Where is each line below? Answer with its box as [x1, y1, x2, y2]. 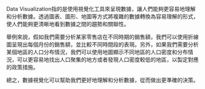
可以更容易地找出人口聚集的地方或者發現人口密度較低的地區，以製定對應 [16, 56, 199, 63]
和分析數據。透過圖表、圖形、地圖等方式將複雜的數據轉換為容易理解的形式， [6, 13, 199, 20]
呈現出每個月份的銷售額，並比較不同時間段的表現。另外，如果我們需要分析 [11, 41, 199, 48]
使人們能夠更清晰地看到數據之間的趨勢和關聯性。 [6, 21, 129, 27]
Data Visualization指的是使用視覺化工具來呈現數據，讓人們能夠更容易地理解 [6, 5, 196, 12]
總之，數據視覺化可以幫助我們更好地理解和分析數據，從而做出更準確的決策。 [6, 76, 199, 84]
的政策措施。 [6, 64, 38, 71]
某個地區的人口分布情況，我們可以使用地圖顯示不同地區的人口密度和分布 [6, 48, 188, 56]
